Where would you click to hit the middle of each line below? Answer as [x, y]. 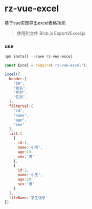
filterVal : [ [21, 106]
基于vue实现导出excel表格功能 [35, 23]
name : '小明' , [30, 147]
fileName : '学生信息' [28, 198]
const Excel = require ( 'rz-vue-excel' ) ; [46, 65]
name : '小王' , [30, 175]
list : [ [16, 134]
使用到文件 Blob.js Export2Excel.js [51, 33]
